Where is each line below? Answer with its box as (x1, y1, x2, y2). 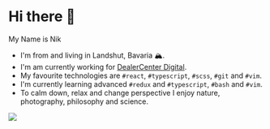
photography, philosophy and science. (19, 97, 148, 106)
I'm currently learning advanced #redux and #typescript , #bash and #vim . (19, 79, 263, 88)
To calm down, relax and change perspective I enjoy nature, (19, 88, 221, 97)
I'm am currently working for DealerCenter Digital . (19, 62, 187, 71)
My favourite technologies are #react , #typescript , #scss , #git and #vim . (19, 71, 262, 80)
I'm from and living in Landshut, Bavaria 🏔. (19, 50, 165, 60)
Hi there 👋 (8, 7, 75, 26)
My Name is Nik (8, 34, 62, 44)
